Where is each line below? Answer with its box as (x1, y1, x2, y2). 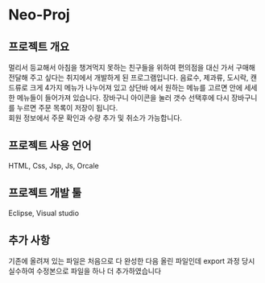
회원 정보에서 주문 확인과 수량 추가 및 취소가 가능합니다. (8, 113, 183, 123)
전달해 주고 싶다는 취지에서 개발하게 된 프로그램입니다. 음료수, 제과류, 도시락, (8, 73, 249, 82)
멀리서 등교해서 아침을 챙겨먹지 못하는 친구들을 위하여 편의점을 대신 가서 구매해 (8, 63, 256, 72)
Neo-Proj (8, 6, 70, 24)
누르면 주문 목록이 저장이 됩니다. (16, 103, 118, 112)
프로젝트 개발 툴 (8, 186, 82, 200)
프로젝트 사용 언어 (8, 139, 92, 152)
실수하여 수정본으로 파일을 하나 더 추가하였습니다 (8, 266, 162, 276)
